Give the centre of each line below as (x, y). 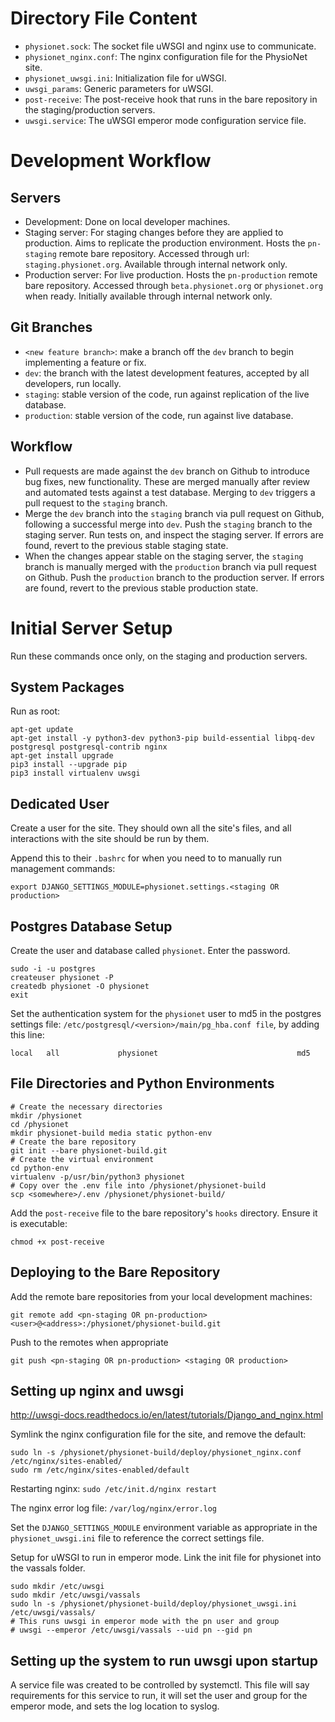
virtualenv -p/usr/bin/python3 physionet (98, 1177)
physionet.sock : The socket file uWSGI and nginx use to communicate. (170, 46)
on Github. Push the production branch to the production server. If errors (174, 577)
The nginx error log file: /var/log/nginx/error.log (114, 1508)
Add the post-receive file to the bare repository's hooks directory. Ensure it (164, 1213)
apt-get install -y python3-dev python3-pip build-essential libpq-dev (162, 738)
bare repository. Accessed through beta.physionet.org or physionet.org (174, 285)
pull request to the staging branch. (96, 503)
